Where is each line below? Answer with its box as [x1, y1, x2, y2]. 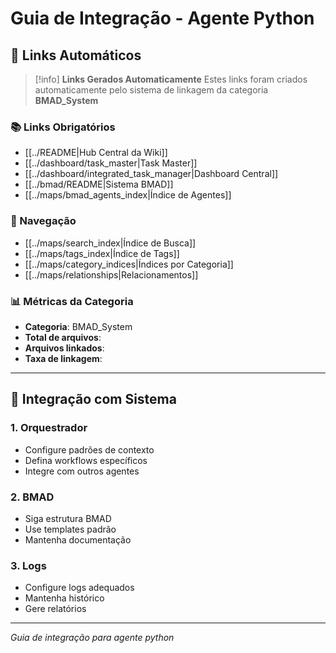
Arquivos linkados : [24, 342, 105, 354]
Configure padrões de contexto [24, 443, 155, 456]
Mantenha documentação [24, 533, 132, 546]
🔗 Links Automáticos [10, 47, 142, 64]
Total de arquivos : [24, 331, 102, 343]
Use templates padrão [24, 523, 117, 535]
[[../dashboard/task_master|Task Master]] [24, 157, 198, 169]
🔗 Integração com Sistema [10, 391, 177, 408]
